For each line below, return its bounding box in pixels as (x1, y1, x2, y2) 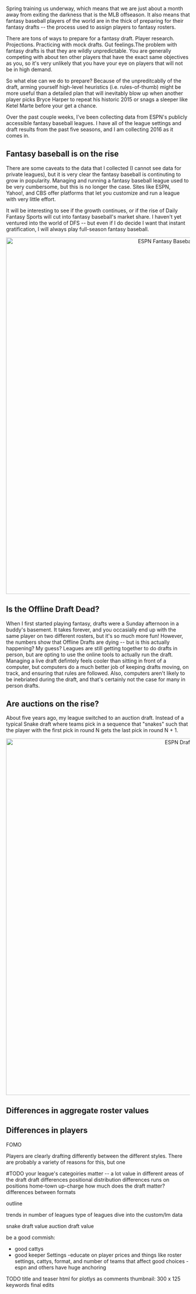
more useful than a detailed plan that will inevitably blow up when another (6, 90, 184, 96)
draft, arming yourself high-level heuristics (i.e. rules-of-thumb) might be (6, 84, 181, 90)
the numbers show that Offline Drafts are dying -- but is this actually (6, 639, 170, 646)
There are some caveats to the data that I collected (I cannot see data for (6, 164, 182, 171)
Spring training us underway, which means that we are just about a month (6, 5, 184, 12)
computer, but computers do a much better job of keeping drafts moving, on (6, 663, 189, 670)
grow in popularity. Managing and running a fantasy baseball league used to (6, 177, 189, 184)
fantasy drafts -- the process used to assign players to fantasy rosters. (6, 23, 176, 30)
